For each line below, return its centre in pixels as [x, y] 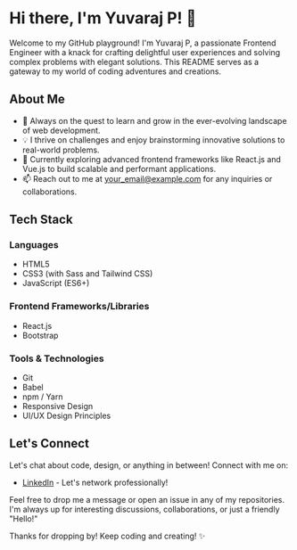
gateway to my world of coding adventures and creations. [115, 71]
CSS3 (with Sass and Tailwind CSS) [87, 274]
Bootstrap [40, 335]
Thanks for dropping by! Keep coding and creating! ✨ [107, 536]
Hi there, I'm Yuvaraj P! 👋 [103, 18]
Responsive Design [58, 406]
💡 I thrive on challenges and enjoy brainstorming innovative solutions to [153, 140]
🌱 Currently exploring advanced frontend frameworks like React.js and [151, 159]
